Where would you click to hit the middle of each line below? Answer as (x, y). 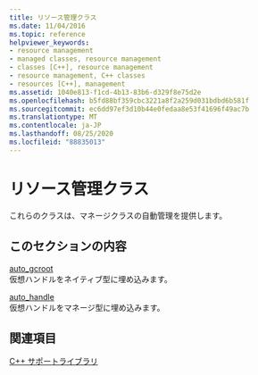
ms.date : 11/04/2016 (48, 26)
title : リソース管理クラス (53, 17)
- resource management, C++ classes (77, 76)
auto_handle (32, 296)
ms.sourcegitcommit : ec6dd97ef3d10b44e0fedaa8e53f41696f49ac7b (129, 109)
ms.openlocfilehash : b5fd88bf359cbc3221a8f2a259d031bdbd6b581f (129, 100)
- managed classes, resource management (86, 59)
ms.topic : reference (48, 34)
